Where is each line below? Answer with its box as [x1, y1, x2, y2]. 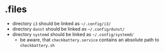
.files [5, 4, 27, 15]
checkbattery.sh [20, 43, 55, 48]
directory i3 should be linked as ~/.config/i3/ [12, 20, 111, 26]
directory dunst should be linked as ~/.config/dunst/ [12, 25, 125, 32]
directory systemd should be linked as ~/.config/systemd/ [12, 31, 134, 37]
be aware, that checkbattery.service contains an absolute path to [20, 37, 159, 43]
